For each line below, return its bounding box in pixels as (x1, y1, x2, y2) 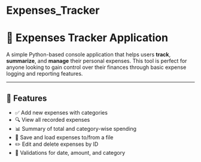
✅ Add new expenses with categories (14, 109, 108, 116)
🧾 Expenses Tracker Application (6, 31, 169, 45)
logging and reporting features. (6, 70, 83, 77)
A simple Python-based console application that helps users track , (6, 51, 171, 58)
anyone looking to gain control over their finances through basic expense (6, 64, 187, 71)
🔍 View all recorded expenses (14, 116, 90, 123)
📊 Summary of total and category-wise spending (14, 125, 136, 132)
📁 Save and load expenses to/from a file (14, 133, 114, 141)
